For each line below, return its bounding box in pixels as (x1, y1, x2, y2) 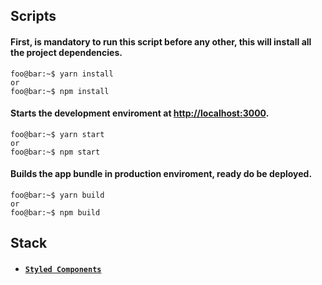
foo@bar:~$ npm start (10, 147, 101, 157)
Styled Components (24, 264, 102, 274)
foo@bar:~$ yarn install (10, 69, 114, 79)
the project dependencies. (10, 46, 123, 58)
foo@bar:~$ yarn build (10, 190, 105, 200)
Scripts (10, 8, 57, 25)
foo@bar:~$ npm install (10, 86, 110, 96)
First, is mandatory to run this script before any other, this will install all (10, 35, 312, 48)
